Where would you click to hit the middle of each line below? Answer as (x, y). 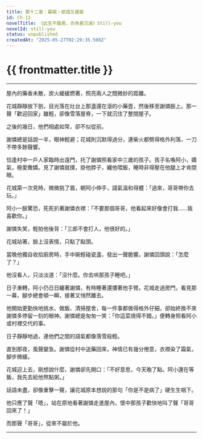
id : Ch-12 (19, 18)
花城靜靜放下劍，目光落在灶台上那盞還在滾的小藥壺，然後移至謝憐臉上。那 (99, 106)
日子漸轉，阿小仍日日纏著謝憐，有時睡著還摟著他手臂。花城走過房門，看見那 (101, 288)
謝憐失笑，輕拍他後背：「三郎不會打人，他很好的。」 (70, 228)
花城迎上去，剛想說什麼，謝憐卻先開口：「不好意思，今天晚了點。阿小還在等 (100, 369)
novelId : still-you (31, 29)
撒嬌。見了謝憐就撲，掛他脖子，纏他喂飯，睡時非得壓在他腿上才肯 (109, 167)
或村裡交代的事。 (27, 323)
